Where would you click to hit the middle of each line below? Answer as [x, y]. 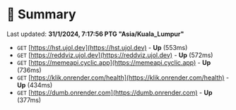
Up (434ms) [35, 85]
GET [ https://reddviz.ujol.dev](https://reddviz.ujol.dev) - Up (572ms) [115, 55]
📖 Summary [41, 14]
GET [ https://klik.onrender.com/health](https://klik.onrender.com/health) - [123, 78]
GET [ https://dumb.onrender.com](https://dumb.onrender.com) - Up [114, 92]
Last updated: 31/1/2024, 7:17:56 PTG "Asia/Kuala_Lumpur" [95, 34]
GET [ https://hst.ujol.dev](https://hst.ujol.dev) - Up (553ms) [102, 47]
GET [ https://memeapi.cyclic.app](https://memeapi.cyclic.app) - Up [114, 62]
